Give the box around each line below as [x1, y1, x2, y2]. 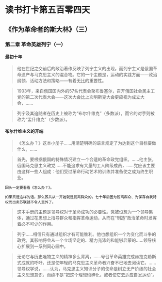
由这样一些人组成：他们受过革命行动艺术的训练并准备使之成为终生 [16, 168, 149, 174]
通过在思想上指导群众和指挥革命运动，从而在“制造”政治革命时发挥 [25, 215, 157, 220]
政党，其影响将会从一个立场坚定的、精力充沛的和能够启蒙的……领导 [16, 237, 152, 243]
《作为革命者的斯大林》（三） [5, 25, 91, 33]
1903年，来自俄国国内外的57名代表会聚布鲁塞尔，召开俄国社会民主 [16, 88, 151, 94]
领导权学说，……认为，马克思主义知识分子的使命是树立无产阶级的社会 [16, 266, 156, 271]
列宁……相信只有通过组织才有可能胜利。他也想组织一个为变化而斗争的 [16, 231, 156, 237]
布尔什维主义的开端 [5, 128, 44, 134]
